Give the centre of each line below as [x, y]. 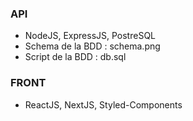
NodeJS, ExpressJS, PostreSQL [90, 36]
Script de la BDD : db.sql [75, 57]
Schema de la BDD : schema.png [92, 46]
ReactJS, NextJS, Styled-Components [103, 104]
